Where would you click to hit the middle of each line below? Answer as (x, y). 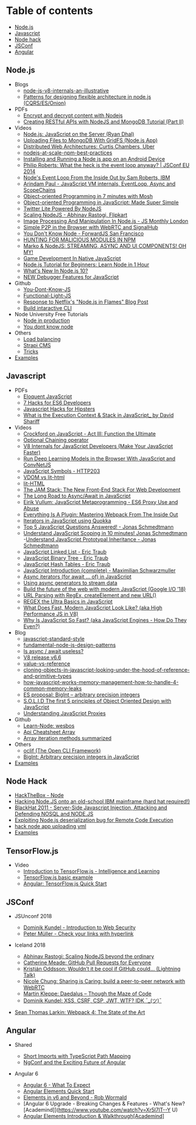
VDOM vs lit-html (44, 477)
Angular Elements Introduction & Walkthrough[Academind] (94, 1116)
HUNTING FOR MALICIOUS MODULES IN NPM (80, 239)
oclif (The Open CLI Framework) (62, 750)
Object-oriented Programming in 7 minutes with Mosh (88, 196)
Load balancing (42, 339)
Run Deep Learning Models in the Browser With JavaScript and (99, 458)
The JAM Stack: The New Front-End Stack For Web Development (102, 489)
